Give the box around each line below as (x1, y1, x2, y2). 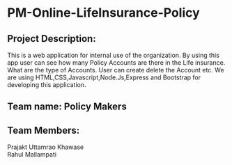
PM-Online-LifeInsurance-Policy (7, 5, 200, 21)
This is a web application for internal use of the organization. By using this (7, 51, 219, 59)
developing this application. (7, 81, 86, 88)
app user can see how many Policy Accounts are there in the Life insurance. (7, 58, 226, 67)
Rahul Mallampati (7, 150, 57, 159)
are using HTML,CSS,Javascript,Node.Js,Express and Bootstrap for (7, 73, 201, 81)
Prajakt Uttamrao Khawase (7, 143, 84, 151)
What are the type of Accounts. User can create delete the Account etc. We (7, 66, 224, 74)
